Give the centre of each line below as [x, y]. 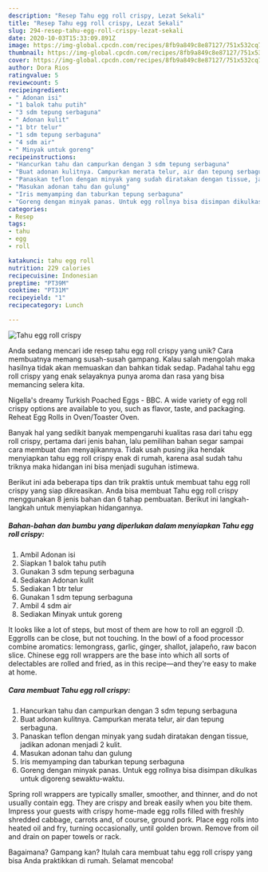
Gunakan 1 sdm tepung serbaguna [76, 597]
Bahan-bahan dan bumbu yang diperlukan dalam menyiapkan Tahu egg [131, 526]
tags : [17, 224]
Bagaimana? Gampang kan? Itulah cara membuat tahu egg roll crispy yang [130, 852]
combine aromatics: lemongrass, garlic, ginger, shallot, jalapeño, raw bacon [132, 646]
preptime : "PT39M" [39, 283]
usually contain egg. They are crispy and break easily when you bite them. [130, 802]
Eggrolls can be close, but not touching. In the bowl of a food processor [126, 638]
